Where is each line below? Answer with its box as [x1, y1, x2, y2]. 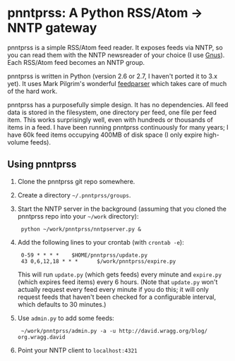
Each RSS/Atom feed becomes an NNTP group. [7, 58, 145, 66]
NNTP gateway [7, 20, 97, 36]
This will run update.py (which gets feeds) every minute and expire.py [17, 270, 222, 279]
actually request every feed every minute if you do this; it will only [17, 285, 210, 293]
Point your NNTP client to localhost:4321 [17, 345, 138, 354]
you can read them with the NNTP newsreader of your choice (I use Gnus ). [7, 51, 225, 59]
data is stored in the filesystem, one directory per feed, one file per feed [7, 108, 217, 116]
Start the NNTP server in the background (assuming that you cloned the [17, 204, 227, 213]
